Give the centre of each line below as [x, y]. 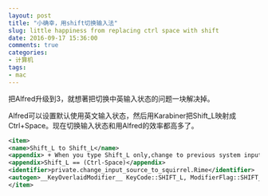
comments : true [33, 45]
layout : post [30, 16]
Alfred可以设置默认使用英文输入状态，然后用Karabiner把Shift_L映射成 [122, 116]
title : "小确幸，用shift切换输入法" [63, 23]
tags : [17, 68]
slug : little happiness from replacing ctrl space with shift [114, 30]
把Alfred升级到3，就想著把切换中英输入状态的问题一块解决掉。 [111, 98]
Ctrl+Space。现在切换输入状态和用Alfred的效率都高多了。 [103, 125]
